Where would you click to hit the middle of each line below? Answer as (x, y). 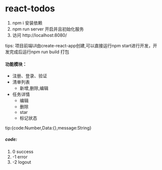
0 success (23, 152)
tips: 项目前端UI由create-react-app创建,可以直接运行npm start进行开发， (79, 45)
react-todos (30, 9)
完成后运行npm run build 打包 (39, 52)
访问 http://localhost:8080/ (40, 35)
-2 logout (21, 162)
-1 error (20, 157)
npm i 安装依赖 (27, 23)
